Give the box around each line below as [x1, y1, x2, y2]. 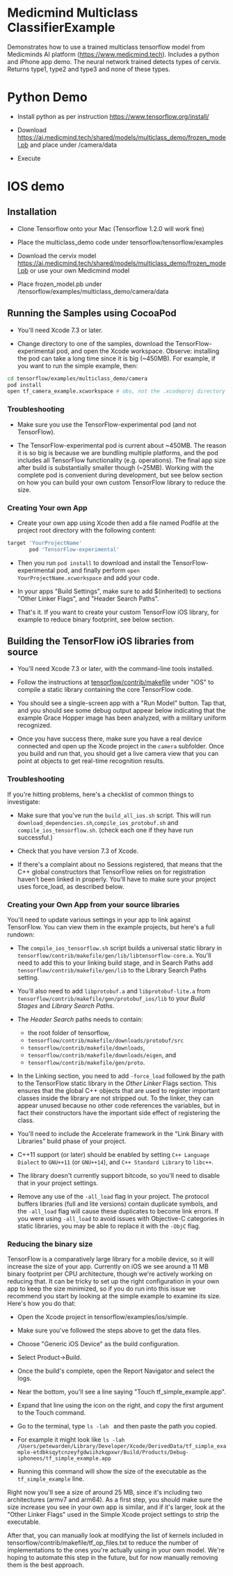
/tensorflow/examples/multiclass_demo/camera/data [17, 287, 169, 295]
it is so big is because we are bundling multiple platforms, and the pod [17, 448, 219, 457]
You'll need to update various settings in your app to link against [7, 915, 191, 924]
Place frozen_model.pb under [17, 280, 102, 288]
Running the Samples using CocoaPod [7, 308, 177, 320]
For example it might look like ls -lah [17, 1435, 125, 1444]
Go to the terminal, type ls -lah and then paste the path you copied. [17, 1422, 218, 1431]
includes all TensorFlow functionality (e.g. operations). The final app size [17, 456, 226, 464]
